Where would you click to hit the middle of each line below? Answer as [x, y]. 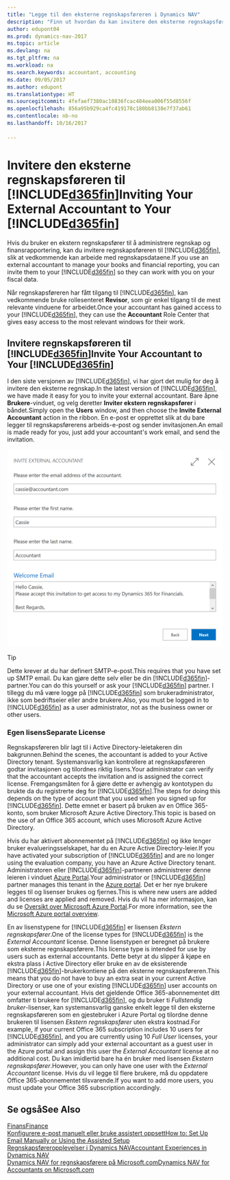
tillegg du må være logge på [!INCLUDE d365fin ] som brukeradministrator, [111, 693]
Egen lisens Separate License [56, 733]
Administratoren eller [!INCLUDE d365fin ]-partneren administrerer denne [109, 870]
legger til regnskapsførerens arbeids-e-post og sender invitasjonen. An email [115, 425]
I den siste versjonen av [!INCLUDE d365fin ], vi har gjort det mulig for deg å [113, 381]
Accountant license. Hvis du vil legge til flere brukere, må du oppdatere [108, 1073]
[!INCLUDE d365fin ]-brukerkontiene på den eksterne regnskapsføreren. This [114, 971]
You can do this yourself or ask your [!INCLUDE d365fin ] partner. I [122, 685]
